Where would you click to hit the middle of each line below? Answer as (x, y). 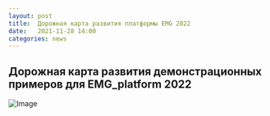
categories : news (38, 39)
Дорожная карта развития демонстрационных (135, 71)
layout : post (30, 16)
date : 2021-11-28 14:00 (52, 31)
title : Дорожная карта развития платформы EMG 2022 (100, 24)
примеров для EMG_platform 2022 (100, 84)
